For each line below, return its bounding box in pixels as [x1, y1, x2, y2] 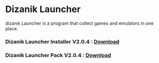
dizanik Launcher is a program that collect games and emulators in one [5, 20, 154, 26]
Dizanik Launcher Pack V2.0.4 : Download [5, 51, 112, 58]
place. [5, 25, 19, 31]
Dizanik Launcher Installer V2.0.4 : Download [5, 38, 119, 45]
